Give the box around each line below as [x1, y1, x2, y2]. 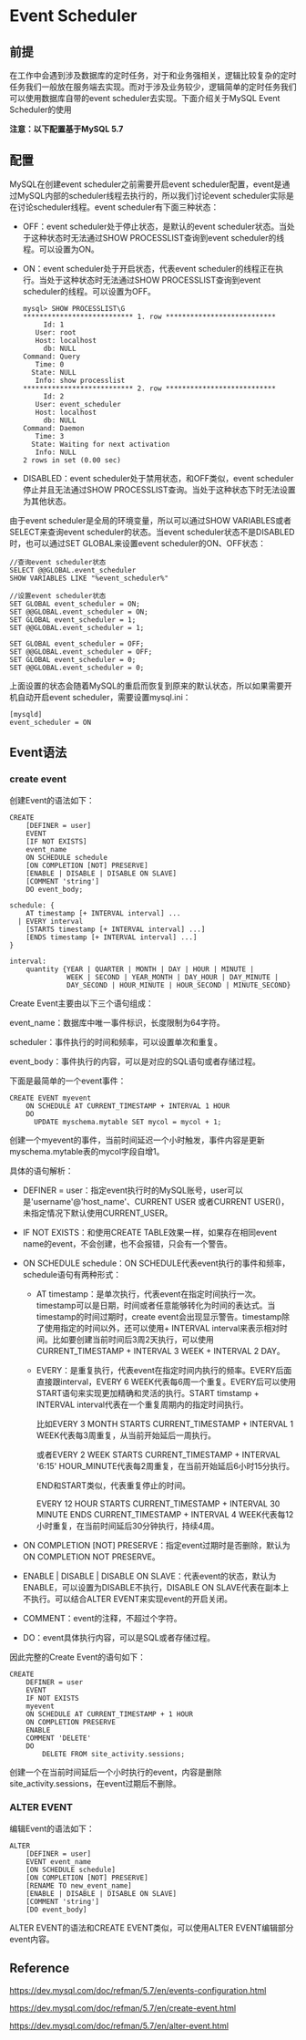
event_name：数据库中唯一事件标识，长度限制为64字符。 [9, 1017, 225, 1028]
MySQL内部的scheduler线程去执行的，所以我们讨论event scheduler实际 [16, 190, 287, 201]
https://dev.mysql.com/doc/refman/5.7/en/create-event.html [9, 2003, 237, 2014]
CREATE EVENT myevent [9, 1093, 92, 1103]
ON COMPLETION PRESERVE [25, 1717, 117, 1726]
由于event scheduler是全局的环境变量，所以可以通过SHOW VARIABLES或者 [9, 514, 292, 525]
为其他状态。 [22, 495, 71, 506]
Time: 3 [35, 431, 65, 440]
